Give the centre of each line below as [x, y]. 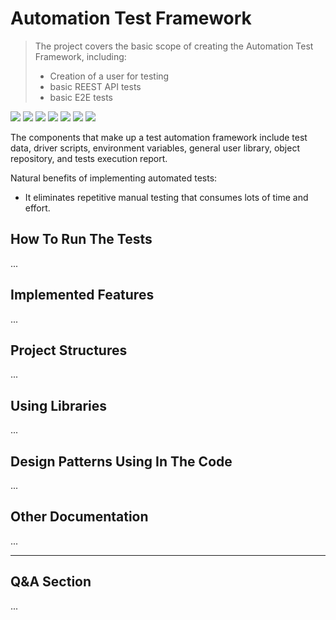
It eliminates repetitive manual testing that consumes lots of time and [166, 197]
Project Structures [69, 350]
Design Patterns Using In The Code [121, 461]
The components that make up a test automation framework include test [159, 137]
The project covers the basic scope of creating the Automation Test [174, 46]
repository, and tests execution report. [89, 158]
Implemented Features [82, 295]
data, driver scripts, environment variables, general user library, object [155, 148]
